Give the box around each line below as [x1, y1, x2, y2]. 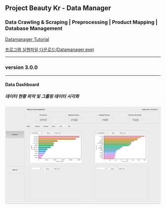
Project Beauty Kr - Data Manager [5, 4, 111, 12]
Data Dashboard [5, 81, 40, 87]
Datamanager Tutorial [5, 36, 49, 42]
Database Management [5, 25, 63, 32]
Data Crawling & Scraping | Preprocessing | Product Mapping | [5, 19, 158, 26]
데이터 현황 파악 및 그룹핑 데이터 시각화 [5, 94, 79, 100]
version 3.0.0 [5, 64, 38, 71]
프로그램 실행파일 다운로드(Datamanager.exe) [5, 47, 94, 52]
